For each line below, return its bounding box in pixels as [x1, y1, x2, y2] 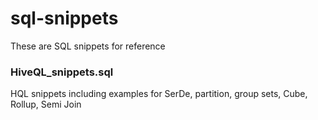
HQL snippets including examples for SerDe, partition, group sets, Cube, [10, 88, 308, 100]
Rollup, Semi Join [10, 98, 82, 111]
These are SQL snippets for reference [10, 40, 166, 52]
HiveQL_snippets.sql [10, 65, 114, 79]
